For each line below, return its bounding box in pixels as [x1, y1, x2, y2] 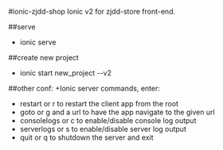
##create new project [8, 53, 80, 62]
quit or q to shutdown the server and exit [19, 133, 154, 142]
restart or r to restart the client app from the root [19, 99, 179, 108]
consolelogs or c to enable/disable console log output [19, 116, 197, 125]
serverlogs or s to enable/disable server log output [19, 125, 187, 133]
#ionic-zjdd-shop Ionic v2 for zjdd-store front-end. [8, 7, 176, 16]
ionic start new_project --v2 [19, 68, 111, 78]
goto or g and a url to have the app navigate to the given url [19, 107, 215, 117]
